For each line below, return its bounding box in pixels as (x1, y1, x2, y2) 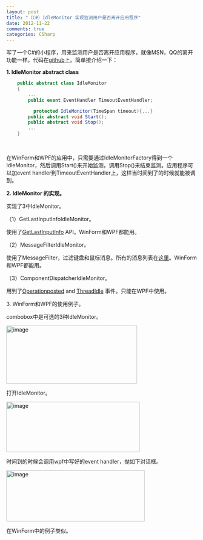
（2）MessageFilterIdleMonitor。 (6, 241, 90, 248)
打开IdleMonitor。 (6, 389, 51, 396)
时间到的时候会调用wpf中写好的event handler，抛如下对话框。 (6, 458, 162, 465)
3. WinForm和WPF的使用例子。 (6, 301, 84, 307)
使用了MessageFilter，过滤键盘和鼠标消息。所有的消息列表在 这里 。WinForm (6, 254, 197, 261)
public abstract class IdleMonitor (17, 80, 107, 87)
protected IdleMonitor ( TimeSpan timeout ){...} (33, 108, 153, 114)
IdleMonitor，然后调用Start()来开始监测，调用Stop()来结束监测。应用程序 (6, 162, 188, 168)
